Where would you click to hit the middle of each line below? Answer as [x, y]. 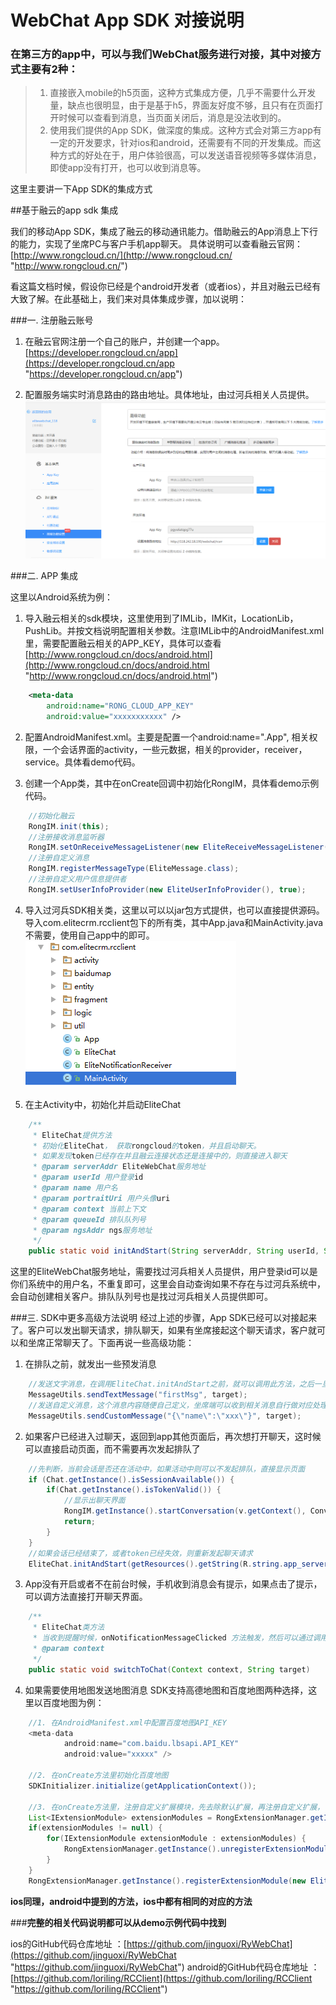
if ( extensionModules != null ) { [95, 1828]
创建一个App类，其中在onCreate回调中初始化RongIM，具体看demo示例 [172, 783]
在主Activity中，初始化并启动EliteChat [103, 1104]
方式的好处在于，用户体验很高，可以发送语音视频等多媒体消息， [190, 155]
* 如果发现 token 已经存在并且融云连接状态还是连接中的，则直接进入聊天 [160, 1156]
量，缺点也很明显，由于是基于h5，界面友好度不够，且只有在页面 [182, 105]
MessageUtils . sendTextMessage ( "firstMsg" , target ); [138, 1395]
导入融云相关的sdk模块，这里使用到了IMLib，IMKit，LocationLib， [161, 618]
